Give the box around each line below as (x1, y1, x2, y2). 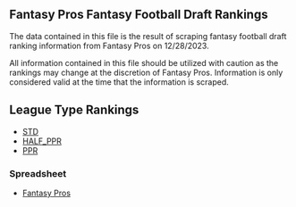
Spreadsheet (9, 167, 67, 179)
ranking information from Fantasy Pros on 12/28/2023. (9, 40, 209, 51)
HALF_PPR (21, 136, 63, 146)
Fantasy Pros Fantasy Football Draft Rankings (9, 7, 268, 22)
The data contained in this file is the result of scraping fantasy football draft (9, 30, 287, 41)
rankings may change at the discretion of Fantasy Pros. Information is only (9, 67, 283, 78)
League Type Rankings (9, 103, 140, 118)
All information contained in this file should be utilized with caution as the (9, 57, 279, 68)
